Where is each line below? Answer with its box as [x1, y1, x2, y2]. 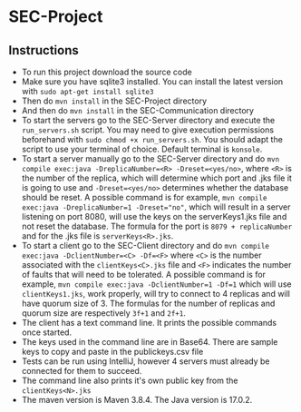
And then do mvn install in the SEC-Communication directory [21, 105, 255, 115]
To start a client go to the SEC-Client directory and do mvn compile [21, 240, 269, 250]
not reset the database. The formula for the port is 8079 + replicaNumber [21, 221, 293, 231]
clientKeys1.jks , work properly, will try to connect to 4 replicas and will [21, 289, 291, 299]
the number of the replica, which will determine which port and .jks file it [21, 172, 292, 183]
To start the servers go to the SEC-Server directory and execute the [21, 115, 276, 125]
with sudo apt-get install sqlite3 [21, 86, 154, 96]
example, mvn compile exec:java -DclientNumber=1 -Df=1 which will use [21, 279, 292, 289]
